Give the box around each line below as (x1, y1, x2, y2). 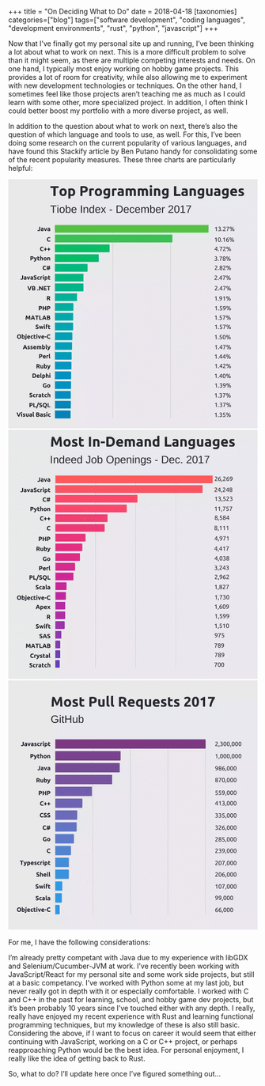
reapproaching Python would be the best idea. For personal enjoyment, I (8, 1046, 244, 1054)
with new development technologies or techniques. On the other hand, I (8, 81, 242, 90)
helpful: (8, 164, 33, 172)
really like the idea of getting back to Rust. (8, 1054, 146, 1063)
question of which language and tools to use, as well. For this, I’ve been (8, 130, 241, 139)
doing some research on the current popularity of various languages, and (8, 138, 248, 147)
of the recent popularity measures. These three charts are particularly (8, 155, 236, 165)
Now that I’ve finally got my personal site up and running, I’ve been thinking (8, 39, 255, 48)
